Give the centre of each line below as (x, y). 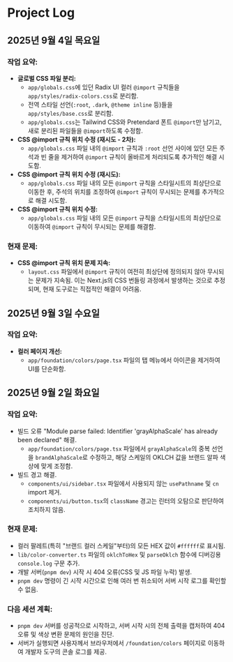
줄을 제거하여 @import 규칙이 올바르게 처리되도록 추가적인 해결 (133, 157)
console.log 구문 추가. (48, 563)
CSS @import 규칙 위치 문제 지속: (64, 263)
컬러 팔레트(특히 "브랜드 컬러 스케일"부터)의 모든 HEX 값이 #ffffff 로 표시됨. (121, 546)
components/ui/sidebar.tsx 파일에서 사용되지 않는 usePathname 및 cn (123, 483)
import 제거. (45, 492)
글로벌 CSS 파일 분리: (47, 78)
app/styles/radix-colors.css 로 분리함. (83, 96)
